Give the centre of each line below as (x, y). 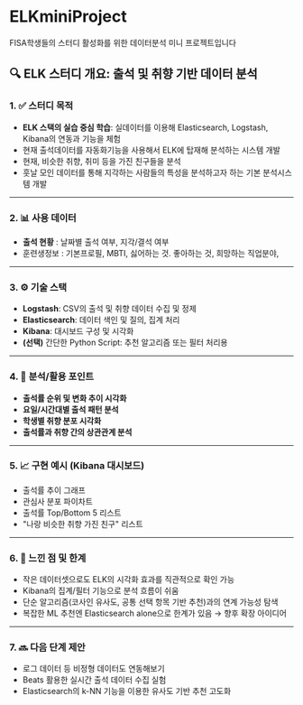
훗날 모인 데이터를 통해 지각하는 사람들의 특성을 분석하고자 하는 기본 (142, 172)
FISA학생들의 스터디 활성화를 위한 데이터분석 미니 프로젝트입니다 (123, 42)
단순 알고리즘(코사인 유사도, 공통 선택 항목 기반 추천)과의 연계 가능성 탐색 (150, 602)
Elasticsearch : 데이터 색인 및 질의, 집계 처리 (101, 320)
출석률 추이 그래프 (54, 490)
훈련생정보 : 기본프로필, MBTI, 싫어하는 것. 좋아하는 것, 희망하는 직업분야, (151, 253)
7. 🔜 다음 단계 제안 (47, 647)
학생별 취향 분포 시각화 (62, 421)
